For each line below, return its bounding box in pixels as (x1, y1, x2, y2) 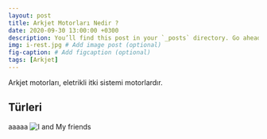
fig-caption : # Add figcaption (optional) (8, 48, 151, 56)
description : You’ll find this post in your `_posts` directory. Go (8, 33, 240, 42)
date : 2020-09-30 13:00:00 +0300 (8, 26, 119, 34)
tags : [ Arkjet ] (8, 56, 59, 64)
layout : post (8, 11, 52, 20)
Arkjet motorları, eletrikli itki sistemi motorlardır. (8, 77, 163, 87)
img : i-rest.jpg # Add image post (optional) (8, 41, 161, 49)
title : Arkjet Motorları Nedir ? (8, 19, 119, 27)
